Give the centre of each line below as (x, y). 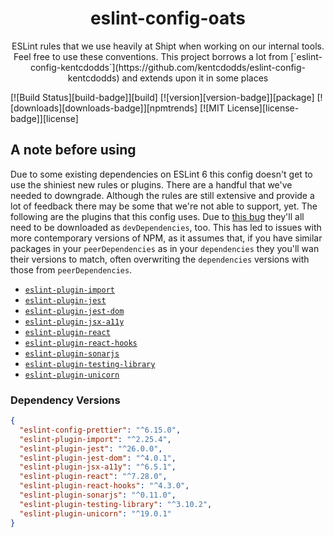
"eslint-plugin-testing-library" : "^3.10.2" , (116, 504)
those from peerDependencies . (71, 269)
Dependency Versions (65, 400)
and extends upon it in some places (195, 78)
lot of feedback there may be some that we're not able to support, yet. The (164, 206)
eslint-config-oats (168, 18)
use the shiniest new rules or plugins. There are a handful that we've (151, 184)
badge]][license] (44, 118)
